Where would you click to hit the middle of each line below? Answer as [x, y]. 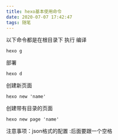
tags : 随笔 [19, 22]
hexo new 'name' [26, 97]
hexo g [14, 51]
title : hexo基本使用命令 [34, 11]
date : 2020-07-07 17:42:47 [39, 17]
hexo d [14, 74]
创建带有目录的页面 [29, 108]
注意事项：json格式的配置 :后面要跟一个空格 [59, 131]
